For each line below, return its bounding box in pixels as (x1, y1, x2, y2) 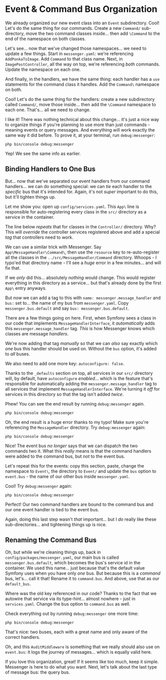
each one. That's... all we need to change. (5, 107, 91, 113)
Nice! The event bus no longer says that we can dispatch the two (5, 443, 138, 449)
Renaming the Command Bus (5, 536, 97, 544)
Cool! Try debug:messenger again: (5, 483, 72, 489)
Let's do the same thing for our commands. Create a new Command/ (5, 25, 141, 31)
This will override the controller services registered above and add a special (5, 229, 160, 235)
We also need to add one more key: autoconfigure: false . (5, 360, 124, 366)
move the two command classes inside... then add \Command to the (25, 30, 160, 36)
